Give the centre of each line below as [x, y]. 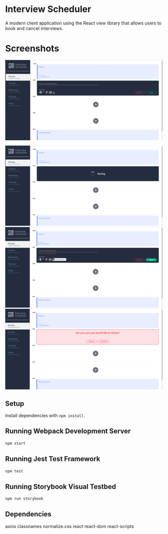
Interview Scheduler [48, 9]
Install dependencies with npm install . [45, 416]
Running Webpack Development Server [68, 431]
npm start [15, 443]
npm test [14, 471]
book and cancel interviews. [34, 28]
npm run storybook [24, 499]
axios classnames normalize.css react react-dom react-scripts [69, 526]
